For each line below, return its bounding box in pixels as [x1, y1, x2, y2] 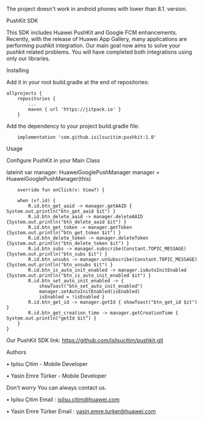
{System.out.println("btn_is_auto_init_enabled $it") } [6, 273, 151, 279]
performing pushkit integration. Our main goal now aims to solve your [6, 42, 181, 49]
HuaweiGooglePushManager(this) [6, 175, 91, 182]
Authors [6, 348, 26, 356]
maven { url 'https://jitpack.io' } [28, 106, 121, 112]
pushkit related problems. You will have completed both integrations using [6, 48, 193, 56]
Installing [6, 67, 29, 74]
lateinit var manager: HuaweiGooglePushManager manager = [6, 169, 160, 176]
